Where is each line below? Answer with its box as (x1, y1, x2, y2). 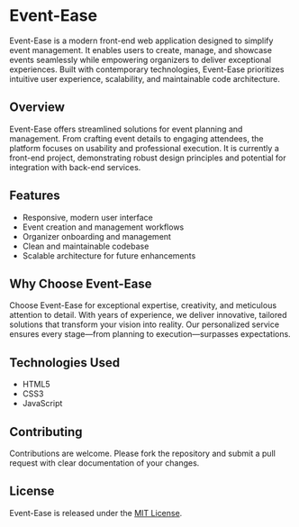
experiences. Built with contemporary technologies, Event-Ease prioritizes (9, 64, 285, 75)
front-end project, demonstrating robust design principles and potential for (9, 152, 286, 163)
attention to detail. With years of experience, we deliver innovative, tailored (9, 310, 287, 321)
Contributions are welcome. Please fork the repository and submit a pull (9, 448, 276, 459)
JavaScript (22, 398, 63, 409)
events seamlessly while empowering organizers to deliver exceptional (9, 54, 272, 65)
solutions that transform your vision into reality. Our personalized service (9, 319, 280, 330)
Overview (9, 100, 66, 115)
